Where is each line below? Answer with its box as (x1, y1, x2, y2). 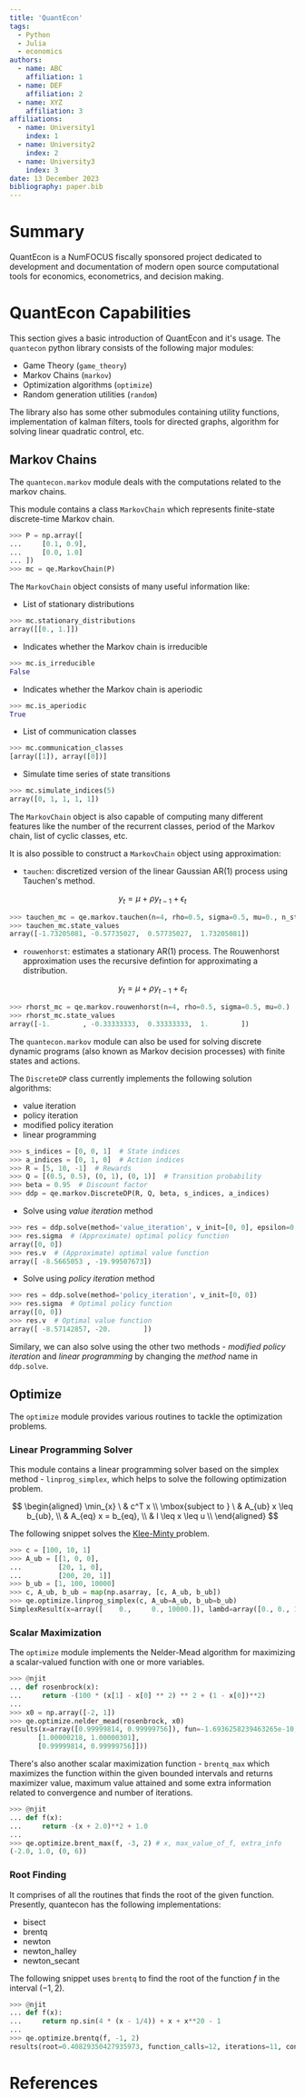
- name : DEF (17, 81, 64, 90)
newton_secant (22, 1955, 80, 1966)
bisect (22, 1916, 46, 1927)
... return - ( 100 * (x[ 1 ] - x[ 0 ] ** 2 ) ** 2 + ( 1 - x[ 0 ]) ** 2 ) (9, 1691, 266, 1700)
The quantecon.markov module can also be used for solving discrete (9, 1035, 261, 1046)
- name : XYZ (17, 97, 64, 107)
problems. (9, 1420, 47, 1432)
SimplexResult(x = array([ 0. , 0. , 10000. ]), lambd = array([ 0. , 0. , (9, 1605, 290, 1614)
